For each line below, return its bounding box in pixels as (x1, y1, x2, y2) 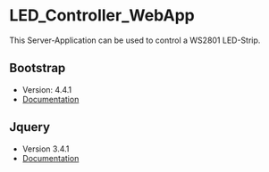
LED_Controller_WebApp (9, 5, 195, 26)
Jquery (9, 119, 51, 135)
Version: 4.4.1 (21, 84, 72, 94)
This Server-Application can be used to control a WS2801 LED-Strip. (9, 35, 261, 45)
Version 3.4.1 (21, 143, 70, 154)
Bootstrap (9, 61, 66, 76)
